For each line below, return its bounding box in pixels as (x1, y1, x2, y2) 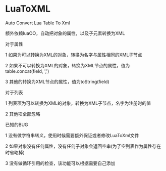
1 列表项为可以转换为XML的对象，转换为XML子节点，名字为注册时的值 (5, 100, 151, 106)
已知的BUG (5, 121, 29, 127)
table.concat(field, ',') (5, 68, 49, 74)
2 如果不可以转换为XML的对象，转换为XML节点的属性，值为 (5, 62, 130, 68)
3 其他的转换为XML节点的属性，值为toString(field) (5, 78, 109, 84)
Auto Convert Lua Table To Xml (5, 20, 70, 26)
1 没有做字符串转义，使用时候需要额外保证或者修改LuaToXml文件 (5, 132, 139, 138)
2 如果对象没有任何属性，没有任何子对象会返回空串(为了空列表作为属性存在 (5, 143, 161, 149)
